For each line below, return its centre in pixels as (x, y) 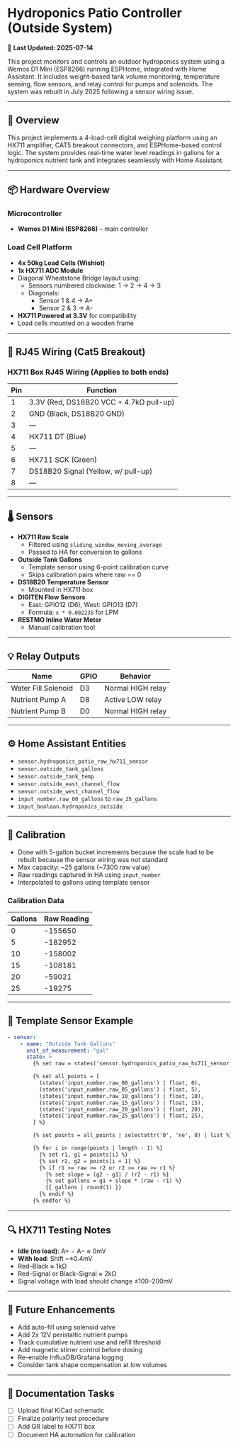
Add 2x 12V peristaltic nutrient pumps (73, 1334)
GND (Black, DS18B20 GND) (77, 414)
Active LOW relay (133, 700)
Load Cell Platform (40, 247)
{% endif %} (56, 1194)
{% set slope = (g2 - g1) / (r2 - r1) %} (107, 1174)
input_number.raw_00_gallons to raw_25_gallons (87, 798)
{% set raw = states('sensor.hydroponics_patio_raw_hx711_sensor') (134, 1064)
